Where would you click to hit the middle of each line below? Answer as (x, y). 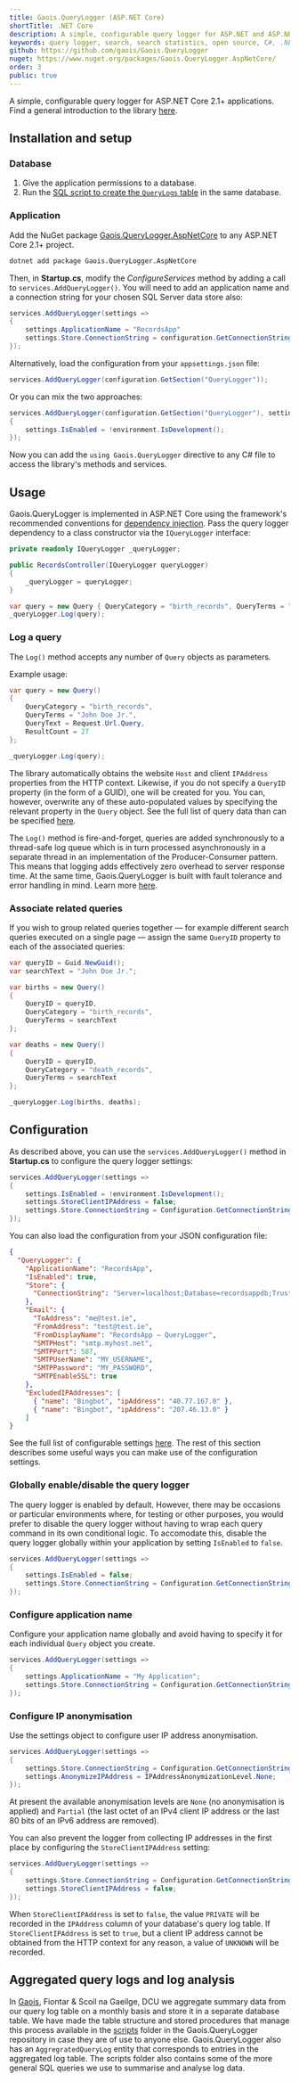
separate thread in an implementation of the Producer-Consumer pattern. (144, 857)
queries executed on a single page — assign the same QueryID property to (145, 937)
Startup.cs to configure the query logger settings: (101, 1160)
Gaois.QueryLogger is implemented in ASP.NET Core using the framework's (148, 514)
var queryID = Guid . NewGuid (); (67, 963)
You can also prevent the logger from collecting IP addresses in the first (141, 1838)
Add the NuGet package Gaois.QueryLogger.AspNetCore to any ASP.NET (144, 235)
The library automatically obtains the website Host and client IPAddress (139, 773)
